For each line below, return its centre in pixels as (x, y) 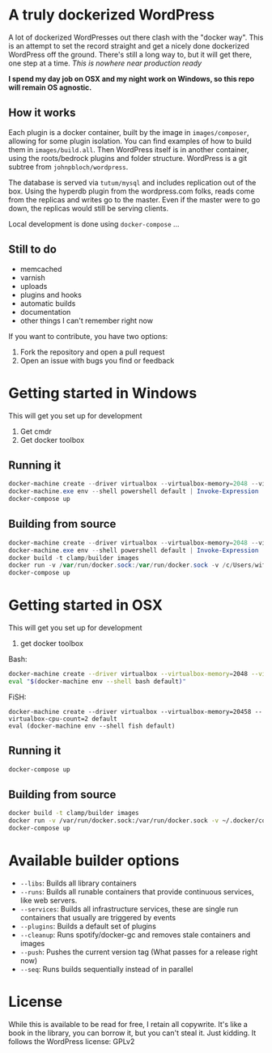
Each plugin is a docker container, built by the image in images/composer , (129, 132)
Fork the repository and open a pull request (92, 352)
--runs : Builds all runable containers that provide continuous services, (137, 891)
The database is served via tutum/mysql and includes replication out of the (132, 182)
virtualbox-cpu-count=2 (49, 719)
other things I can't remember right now (87, 321)
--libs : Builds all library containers (78, 883)
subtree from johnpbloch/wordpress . (68, 167)
